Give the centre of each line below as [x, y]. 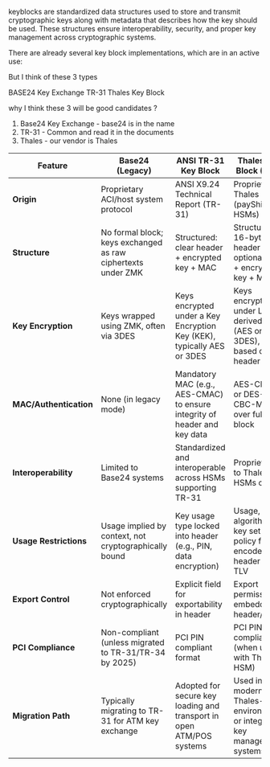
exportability [199, 604]
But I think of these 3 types [53, 77]
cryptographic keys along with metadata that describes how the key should [133, 20]
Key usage [195, 516]
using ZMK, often [133, 326]
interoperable [201, 468]
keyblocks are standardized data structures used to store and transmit [125, 12]
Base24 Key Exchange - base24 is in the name [97, 123]
